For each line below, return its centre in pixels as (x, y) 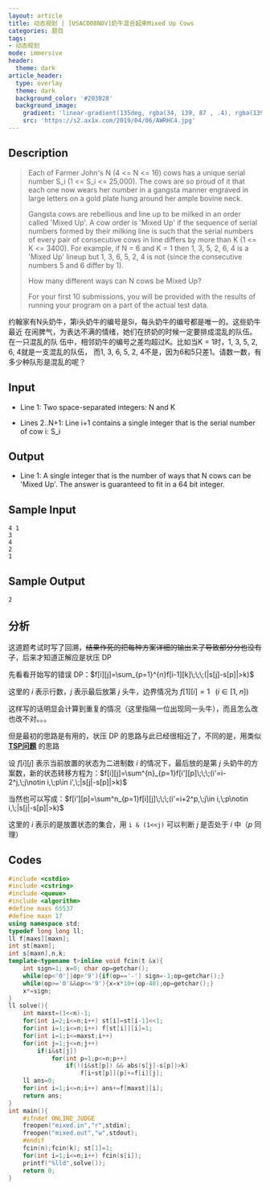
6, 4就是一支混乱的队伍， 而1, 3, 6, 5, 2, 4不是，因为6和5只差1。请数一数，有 (135, 352)
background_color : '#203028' (64, 98)
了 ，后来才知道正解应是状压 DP (60, 657)
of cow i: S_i (40, 431)
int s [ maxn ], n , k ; (37, 954)
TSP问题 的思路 (34, 746)
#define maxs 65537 (41, 909)
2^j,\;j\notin (27, 782)
